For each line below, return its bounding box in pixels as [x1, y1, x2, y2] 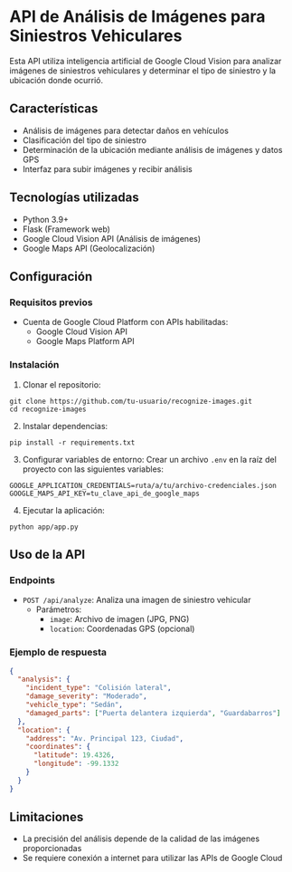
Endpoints [9, 573, 56, 586]
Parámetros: [35, 604, 82, 615]
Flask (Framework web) [22, 224, 111, 235]
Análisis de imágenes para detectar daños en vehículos [22, 125, 229, 136]
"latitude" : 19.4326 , [33, 751, 116, 760]
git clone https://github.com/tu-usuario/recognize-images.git [9, 397, 253, 406]
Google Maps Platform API [35, 336, 135, 347]
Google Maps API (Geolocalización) [22, 243, 155, 254]
